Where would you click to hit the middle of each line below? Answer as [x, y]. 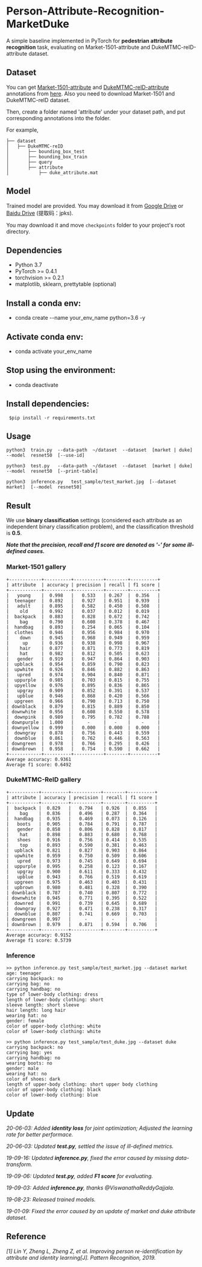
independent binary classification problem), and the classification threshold [100, 527]
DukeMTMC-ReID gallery [44, 780]
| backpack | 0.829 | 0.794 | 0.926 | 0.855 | [82, 808]
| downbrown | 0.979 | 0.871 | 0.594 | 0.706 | [82, 924]
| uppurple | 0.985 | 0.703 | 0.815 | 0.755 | [84, 680]
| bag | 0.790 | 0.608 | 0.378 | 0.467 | [84, 622]
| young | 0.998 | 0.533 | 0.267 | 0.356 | [84, 595]
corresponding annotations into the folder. [58, 118]
